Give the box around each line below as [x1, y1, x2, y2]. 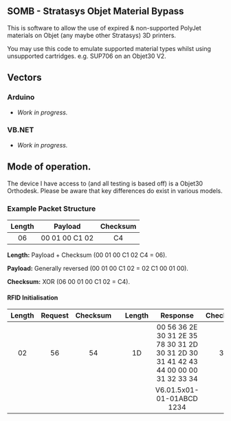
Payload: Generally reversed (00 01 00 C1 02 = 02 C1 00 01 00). [7, 264, 189, 272]
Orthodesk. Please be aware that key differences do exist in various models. [7, 186, 223, 195]
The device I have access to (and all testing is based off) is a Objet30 [7, 179, 203, 187]
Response [160, 311, 194, 320]
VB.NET [7, 125, 34, 135]
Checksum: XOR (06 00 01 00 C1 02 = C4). [7, 277, 131, 285]
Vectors [7, 72, 42, 83]
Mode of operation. [7, 161, 91, 173]
